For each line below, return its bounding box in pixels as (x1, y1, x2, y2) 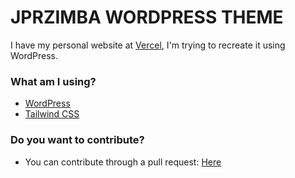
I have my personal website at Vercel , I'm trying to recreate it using (10, 39, 286, 51)
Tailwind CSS (24, 108, 80, 120)
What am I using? (10, 74, 97, 88)
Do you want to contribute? (10, 133, 145, 147)
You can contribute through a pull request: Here (24, 156, 222, 168)
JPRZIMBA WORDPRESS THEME (10, 6, 284, 29)
